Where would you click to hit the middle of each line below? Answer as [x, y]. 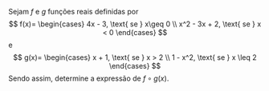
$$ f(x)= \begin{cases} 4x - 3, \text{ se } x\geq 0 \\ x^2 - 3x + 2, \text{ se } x [135, 24]
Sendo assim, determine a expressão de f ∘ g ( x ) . [89, 78]
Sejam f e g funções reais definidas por [73, 12]
